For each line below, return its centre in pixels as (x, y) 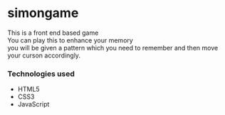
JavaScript (33, 104)
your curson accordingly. (44, 55)
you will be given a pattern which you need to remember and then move (113, 48)
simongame (43, 13)
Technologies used (41, 74)
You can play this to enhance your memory (70, 40)
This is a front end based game (53, 33)
